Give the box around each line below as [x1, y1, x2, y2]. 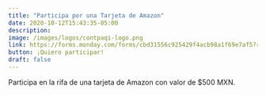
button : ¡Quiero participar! [8, 48, 104, 56]
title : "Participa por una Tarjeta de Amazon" [8, 11, 165, 20]
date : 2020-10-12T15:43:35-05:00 [8, 19, 119, 27]
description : [8, 26, 51, 34]
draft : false [8, 56, 51, 64]
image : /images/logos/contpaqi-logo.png [8, 33, 144, 42]
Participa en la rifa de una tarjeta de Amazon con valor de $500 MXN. [8, 77, 236, 87]
